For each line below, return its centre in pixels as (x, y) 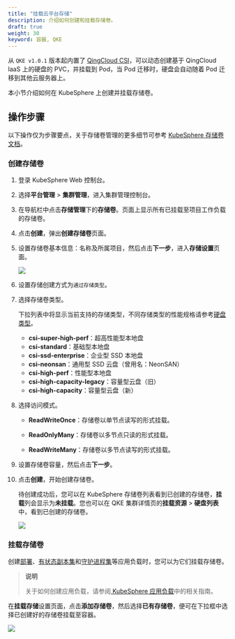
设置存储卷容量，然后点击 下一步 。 (67, 464)
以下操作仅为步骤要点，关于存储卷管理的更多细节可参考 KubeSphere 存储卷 (116, 135)
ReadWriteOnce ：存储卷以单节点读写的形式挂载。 (101, 420)
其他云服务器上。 (44, 78)
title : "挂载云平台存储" (40, 14)
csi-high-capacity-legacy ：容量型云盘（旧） (94, 382)
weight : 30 (24, 33)
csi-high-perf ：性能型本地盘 (70, 373)
